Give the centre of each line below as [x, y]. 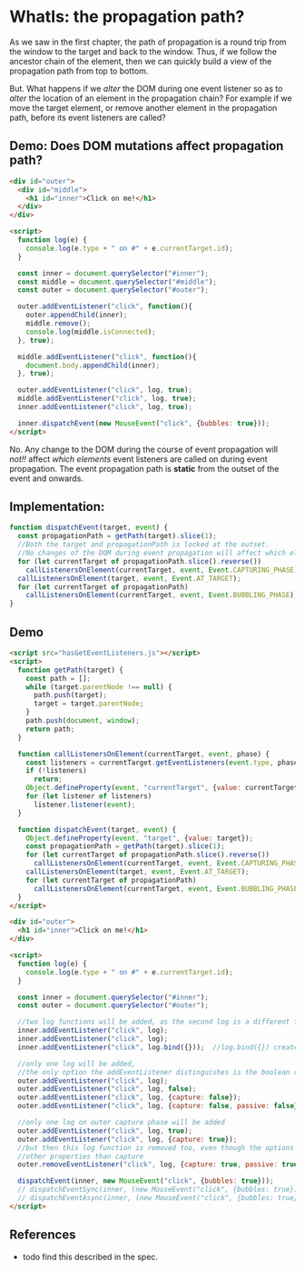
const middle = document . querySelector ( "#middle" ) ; [118, 282]
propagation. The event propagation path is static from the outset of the [144, 468]
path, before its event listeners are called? [88, 117]
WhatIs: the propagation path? [127, 17]
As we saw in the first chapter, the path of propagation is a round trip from [148, 42]
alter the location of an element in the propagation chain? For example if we [151, 98]
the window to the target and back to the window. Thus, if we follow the [143, 51]
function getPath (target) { [71, 670]
